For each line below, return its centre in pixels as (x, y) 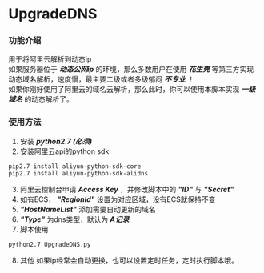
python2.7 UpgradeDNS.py (50, 244)
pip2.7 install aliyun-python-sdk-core (75, 166)
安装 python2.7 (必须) (56, 141)
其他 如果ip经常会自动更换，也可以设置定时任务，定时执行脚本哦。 (129, 260)
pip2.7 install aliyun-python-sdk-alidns (78, 173)
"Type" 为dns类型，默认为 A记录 (74, 219)
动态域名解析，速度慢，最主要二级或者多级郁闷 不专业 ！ (101, 79)
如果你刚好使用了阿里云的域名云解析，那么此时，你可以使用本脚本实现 (124, 90)
